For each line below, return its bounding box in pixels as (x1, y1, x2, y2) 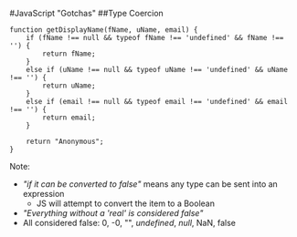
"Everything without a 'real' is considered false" (22, 208, 204, 218)
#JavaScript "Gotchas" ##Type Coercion (9, 8, 164, 18)
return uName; (42, 81, 96, 90)
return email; (42, 113, 96, 122)
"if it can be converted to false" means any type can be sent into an (22, 179, 279, 190)
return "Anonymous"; (26, 137, 104, 146)
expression (22, 189, 65, 199)
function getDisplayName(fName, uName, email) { (9, 26, 198, 35)
